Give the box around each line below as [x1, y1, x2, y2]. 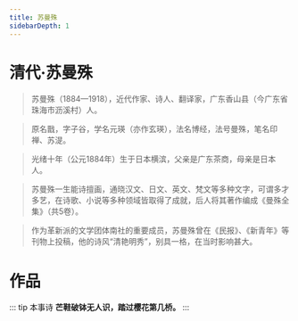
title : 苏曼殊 [9, 12, 58, 22]
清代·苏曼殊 [9, 62, 94, 83]
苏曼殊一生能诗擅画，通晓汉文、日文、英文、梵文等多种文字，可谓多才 [30, 184, 290, 194]
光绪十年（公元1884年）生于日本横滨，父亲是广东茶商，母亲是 [30, 153, 261, 165]
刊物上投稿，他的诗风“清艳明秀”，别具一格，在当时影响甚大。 [30, 236, 258, 247]
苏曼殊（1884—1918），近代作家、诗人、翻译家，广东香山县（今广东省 [30, 94, 288, 104]
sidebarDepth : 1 [9, 21, 70, 30]
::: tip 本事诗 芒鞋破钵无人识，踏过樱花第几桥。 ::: [9, 302, 190, 313]
